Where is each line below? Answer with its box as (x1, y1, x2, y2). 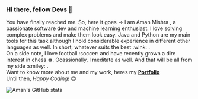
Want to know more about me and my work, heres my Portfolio (6, 69, 160, 76)
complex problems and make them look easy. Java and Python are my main (6, 31, 191, 38)
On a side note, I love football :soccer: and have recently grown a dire (6, 50, 176, 57)
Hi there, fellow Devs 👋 (6, 5, 73, 14)
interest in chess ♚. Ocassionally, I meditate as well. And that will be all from (6, 56, 193, 64)
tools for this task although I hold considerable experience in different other (6, 38, 191, 45)
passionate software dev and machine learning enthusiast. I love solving (6, 25, 183, 32)
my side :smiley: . (6, 62, 49, 70)
